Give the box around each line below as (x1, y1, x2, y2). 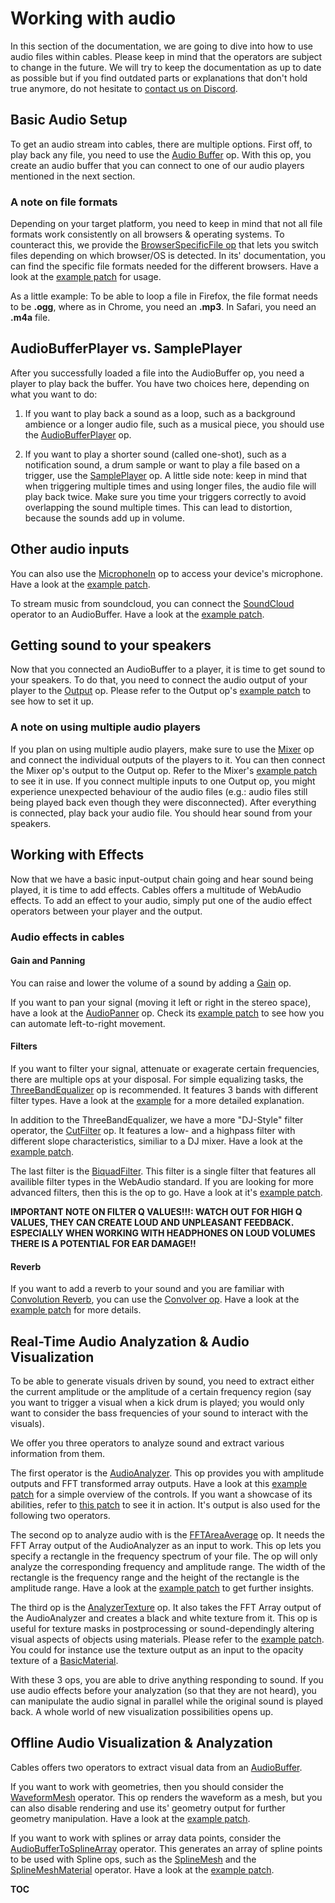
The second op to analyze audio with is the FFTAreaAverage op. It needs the (10, 1528, 325, 1541)
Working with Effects (10, 847, 145, 864)
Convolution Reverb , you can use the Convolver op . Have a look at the (10, 1293, 300, 1306)
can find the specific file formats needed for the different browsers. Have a (10, 260, 319, 272)
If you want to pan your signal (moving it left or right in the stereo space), (10, 996, 312, 1008)
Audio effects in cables (10, 930, 125, 944)
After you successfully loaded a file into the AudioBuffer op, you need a (10, 367, 305, 379)
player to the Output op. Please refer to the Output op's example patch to (10, 685, 312, 697)
